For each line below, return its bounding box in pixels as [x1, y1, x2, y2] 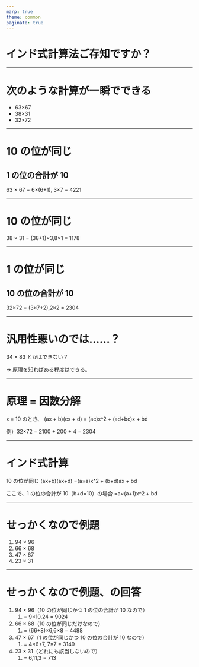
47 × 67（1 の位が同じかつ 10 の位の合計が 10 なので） [14, 634, 147, 641]
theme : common [6, 14, 41, 20]
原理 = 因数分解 [6, 394, 81, 408]
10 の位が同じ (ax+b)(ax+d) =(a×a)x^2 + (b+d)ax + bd [6, 478, 137, 484]
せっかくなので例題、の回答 [6, 586, 142, 599]
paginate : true [6, 20, 44, 26]
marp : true [6, 8, 33, 15]
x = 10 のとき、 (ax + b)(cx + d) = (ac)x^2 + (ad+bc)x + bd [6, 415, 148, 422]
